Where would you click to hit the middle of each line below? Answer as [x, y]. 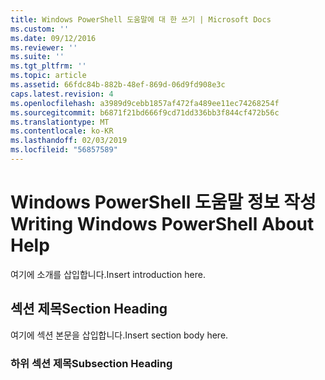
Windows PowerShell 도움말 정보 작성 [163, 202]
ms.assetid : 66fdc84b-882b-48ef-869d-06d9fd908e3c [118, 85]
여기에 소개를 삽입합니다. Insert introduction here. [108, 274]
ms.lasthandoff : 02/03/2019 [69, 141]
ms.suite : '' [37, 57]
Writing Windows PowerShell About [162, 224]
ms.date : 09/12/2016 [53, 38]
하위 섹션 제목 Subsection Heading [91, 363]
